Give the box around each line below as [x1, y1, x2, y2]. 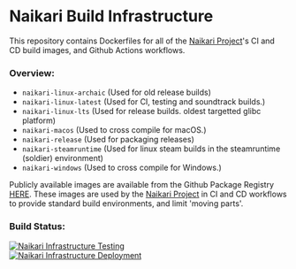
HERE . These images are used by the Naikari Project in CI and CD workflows [9, 188, 287, 200]
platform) [21, 115, 56, 126]
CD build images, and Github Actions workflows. [9, 44, 186, 55]
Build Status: [9, 220, 66, 233]
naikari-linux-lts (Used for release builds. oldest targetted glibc [21, 106, 262, 117]
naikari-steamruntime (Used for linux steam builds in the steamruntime [21, 143, 281, 154]
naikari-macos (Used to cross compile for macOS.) [21, 125, 207, 135]
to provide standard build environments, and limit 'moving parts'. [9, 198, 244, 209]
